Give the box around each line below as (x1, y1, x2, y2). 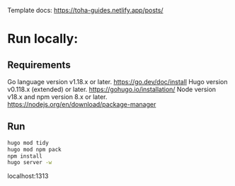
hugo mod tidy (7, 139, 50, 146)
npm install (7, 152, 42, 160)
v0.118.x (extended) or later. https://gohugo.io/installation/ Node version (7, 85, 217, 93)
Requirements (7, 59, 71, 71)
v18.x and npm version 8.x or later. (7, 93, 108, 101)
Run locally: (7, 31, 79, 47)
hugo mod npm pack (7, 146, 62, 153)
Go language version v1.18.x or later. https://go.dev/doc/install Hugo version (7, 78, 228, 86)
